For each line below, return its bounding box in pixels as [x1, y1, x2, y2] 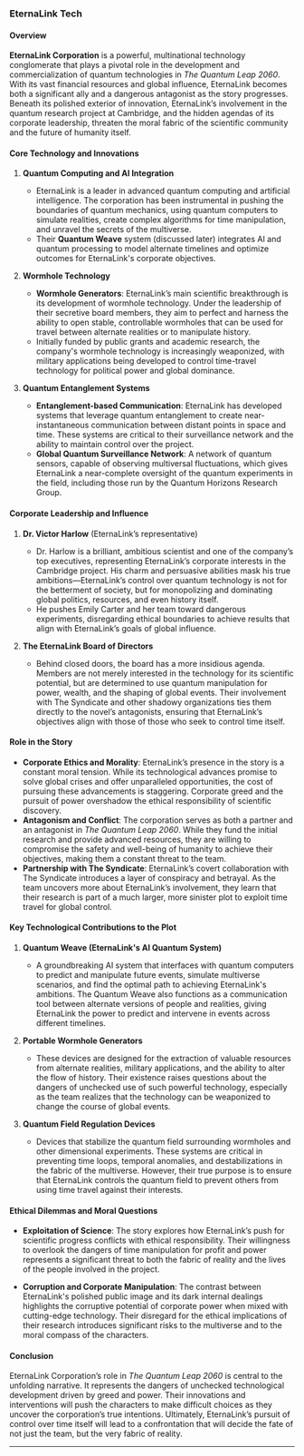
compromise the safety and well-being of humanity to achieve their [22, 843, 273, 855]
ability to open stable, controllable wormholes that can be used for [35, 317, 284, 328]
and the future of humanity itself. [9, 127, 131, 138]
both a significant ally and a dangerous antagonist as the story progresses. [9, 89, 289, 100]
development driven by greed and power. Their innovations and [9, 1390, 246, 1401]
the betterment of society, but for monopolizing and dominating [35, 584, 273, 595]
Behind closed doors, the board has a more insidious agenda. [35, 658, 265, 669]
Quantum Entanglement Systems [22, 383, 151, 394]
